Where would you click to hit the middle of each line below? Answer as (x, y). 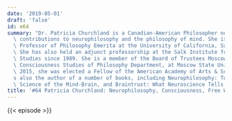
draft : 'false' (29, 20)
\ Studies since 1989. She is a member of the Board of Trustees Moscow (120, 59)
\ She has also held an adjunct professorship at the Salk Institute (115, 53)
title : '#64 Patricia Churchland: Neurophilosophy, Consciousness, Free (114, 91)
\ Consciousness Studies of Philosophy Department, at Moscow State (114, 65)
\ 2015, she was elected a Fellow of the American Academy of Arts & (115, 71)
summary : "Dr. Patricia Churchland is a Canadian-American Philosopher (112, 33)
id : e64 (18, 26)
